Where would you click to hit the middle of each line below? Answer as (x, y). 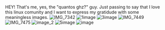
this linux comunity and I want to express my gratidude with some (72, 12)
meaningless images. (27, 17)
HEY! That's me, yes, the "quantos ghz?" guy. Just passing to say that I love (82, 7)
